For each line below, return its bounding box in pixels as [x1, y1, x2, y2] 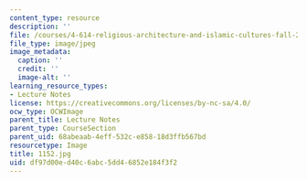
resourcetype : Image [9, 141, 89, 150]
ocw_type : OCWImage [9, 107, 84, 116]
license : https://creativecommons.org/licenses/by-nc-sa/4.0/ [9, 98, 251, 108]
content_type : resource [9, 13, 101, 23]
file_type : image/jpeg [9, 38, 96, 48]
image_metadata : [9, 48, 71, 57]
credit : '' [17, 65, 59, 74]
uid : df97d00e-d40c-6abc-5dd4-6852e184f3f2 [9, 157, 178, 167]
